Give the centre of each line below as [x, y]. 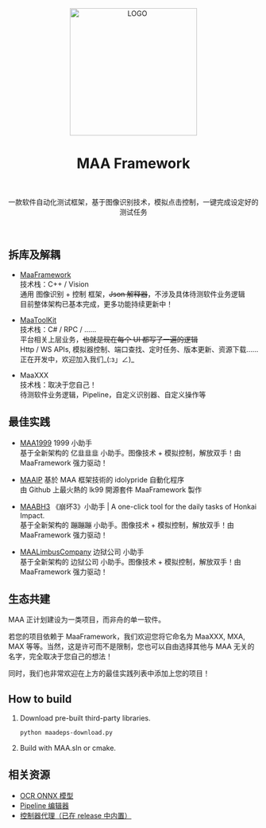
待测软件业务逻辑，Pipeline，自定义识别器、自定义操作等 [113, 394]
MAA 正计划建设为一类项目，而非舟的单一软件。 [87, 619]
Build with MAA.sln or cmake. [68, 748]
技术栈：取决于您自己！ [58, 385]
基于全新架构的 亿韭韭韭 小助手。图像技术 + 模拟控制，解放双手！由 [130, 452]
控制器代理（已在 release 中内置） [75, 815]
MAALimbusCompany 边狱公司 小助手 [82, 552]
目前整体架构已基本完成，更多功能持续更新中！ [96, 304]
